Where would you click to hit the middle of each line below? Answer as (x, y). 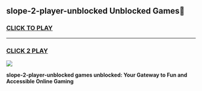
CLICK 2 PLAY (27, 50)
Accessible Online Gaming (40, 81)
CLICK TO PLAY (29, 28)
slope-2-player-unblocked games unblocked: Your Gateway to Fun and (97, 75)
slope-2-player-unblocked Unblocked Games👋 (96, 11)
